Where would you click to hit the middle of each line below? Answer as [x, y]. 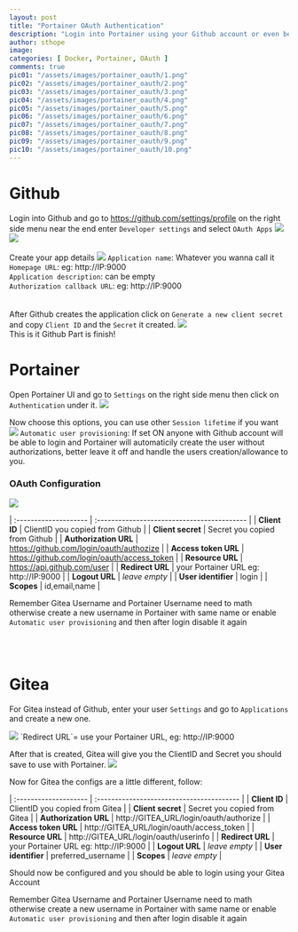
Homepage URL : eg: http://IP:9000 [68, 266]
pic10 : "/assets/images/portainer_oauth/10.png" [101, 149]
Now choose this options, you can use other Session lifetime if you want [144, 422]
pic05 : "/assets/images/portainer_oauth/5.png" [99, 108]
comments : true [37, 67]
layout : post [33, 17]
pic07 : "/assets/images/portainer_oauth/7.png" [99, 125]
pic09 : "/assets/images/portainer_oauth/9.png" [99, 141]
